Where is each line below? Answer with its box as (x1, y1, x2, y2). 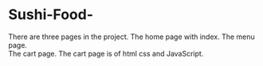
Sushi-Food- (8, 6, 94, 24)
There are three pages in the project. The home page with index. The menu (8, 32, 255, 41)
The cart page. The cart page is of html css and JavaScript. (8, 49, 204, 58)
